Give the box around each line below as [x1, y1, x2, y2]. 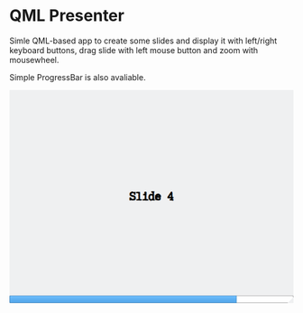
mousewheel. [9, 54, 60, 65]
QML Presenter [9, 5, 124, 26]
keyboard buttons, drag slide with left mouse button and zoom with [9, 44, 259, 55]
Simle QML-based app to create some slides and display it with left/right [9, 35, 278, 46]
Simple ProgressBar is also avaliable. [9, 71, 146, 82]
